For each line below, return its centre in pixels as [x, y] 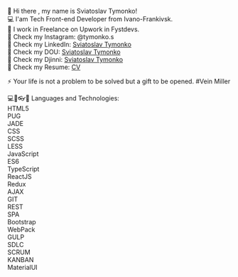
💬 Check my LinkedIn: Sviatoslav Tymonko [69, 44]
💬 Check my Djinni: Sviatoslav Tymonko [65, 59]
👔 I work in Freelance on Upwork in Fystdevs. [74, 29]
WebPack [21, 229]
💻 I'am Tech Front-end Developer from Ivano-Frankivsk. [90, 19]
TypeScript [23, 169]
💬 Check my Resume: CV [44, 67]
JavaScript [23, 154]
